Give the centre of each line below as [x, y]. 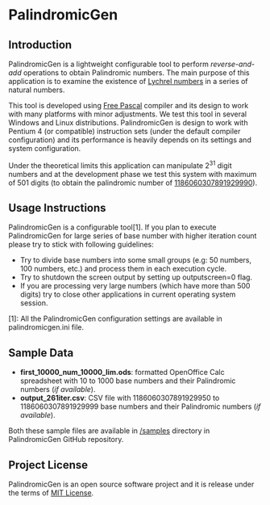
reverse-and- [233, 64]
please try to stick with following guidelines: [81, 245]
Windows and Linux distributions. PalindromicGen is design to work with [128, 122]
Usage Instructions [57, 208]
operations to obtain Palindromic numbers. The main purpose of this [136, 73]
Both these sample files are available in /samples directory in [109, 431]
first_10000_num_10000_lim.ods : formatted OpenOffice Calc [123, 372]
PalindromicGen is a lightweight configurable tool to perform [109, 64]
